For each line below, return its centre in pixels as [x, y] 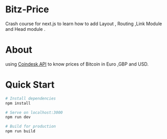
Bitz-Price [27, 9]
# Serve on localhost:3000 [34, 112]
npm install [18, 103]
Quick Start [30, 85]
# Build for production [31, 127]
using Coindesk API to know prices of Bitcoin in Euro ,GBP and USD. [77, 64]
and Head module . [25, 29]
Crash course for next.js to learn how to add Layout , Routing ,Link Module [84, 24]
